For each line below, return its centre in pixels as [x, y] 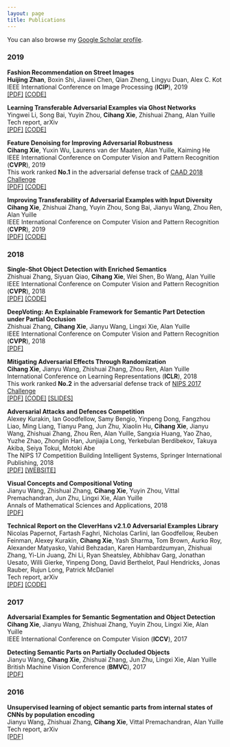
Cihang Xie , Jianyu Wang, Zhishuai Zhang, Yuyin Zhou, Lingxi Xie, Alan [108, 625]
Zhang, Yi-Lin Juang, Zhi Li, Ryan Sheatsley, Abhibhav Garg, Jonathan [106, 555]
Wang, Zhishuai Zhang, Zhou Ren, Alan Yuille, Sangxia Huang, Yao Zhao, [110, 433]
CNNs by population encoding [51, 714]
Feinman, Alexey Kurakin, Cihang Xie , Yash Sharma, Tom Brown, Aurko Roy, [115, 541]
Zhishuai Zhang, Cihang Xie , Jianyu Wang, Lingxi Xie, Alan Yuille [99, 327]
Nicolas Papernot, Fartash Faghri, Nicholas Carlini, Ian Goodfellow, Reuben [113, 533]
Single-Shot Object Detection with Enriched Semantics [87, 270]
